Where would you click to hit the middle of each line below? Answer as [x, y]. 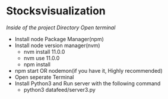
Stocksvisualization [56, 11]
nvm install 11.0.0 [44, 51]
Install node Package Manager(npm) [59, 39]
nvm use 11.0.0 [42, 58]
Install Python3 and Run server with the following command [88, 83]
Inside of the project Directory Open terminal [61, 27]
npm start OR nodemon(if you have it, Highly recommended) [89, 70]
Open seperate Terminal [44, 77]
